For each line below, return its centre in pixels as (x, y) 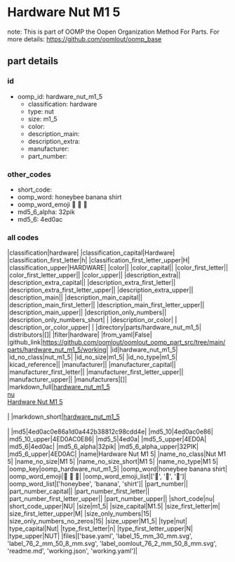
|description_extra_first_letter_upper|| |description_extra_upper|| (100, 290)
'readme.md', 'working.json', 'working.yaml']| (73, 551)
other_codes (29, 174)
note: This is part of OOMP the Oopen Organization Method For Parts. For (113, 32)
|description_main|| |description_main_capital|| (75, 297)
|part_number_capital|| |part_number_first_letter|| (79, 491)
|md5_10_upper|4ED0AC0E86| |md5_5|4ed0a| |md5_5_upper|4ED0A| (107, 439)
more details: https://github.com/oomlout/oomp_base (85, 39)
